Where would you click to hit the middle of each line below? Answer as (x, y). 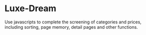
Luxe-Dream (31, 9)
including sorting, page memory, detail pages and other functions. (71, 27)
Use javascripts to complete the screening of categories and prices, (73, 22)
